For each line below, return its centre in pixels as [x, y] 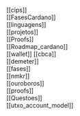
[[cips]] [17, 10]
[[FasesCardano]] [31, 17]
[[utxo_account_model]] [40, 105]
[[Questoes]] [24, 98]
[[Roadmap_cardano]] [37, 47]
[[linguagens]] [26, 25]
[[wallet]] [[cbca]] [31, 54]
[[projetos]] [23, 32]
